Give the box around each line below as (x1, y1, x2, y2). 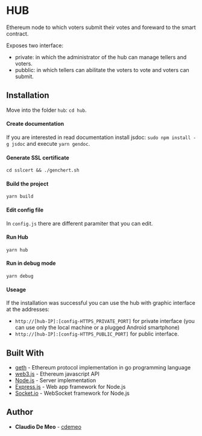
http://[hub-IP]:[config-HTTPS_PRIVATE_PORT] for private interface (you (14, 317, 195, 325)
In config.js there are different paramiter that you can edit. (6, 220, 153, 227)
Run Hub (6, 233, 28, 241)
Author (6, 407, 33, 417)
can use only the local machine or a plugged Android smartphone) (14, 324, 180, 331)
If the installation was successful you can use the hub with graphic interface (6, 299, 196, 307)
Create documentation (6, 120, 65, 128)
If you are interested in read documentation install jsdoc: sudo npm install (6, 134, 191, 141)
